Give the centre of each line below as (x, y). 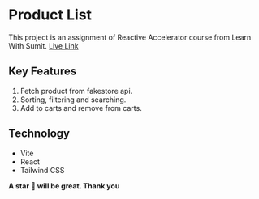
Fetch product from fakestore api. (76, 91)
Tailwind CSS (42, 170)
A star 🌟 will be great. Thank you (64, 186)
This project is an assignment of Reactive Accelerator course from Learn (130, 37)
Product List (50, 15)
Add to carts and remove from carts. (81, 108)
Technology (39, 134)
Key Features (43, 72)
